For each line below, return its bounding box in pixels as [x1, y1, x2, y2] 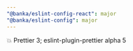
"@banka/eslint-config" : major [6, 17, 98, 24]
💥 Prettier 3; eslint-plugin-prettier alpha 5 [6, 36, 127, 44]
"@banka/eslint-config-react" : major [6, 10, 117, 17]
